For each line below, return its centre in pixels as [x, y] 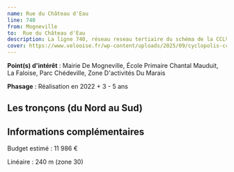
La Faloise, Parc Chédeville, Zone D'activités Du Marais [86, 73]
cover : [17, 46]
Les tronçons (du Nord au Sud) [75, 108]
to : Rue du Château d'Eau [46, 33]
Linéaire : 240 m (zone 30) [45, 162]
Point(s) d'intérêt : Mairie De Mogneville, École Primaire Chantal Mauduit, [113, 66]
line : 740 [22, 20]
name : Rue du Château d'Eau [48, 14]
